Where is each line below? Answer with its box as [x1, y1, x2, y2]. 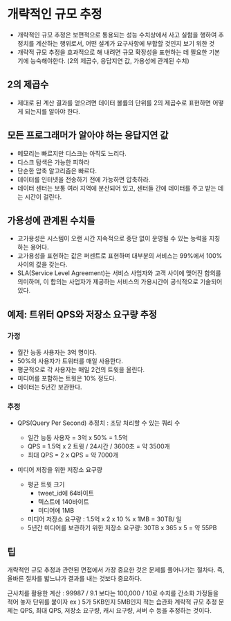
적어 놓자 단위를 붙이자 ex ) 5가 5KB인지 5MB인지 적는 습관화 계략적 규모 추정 [7, 597, 217, 606]
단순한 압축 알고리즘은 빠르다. [17, 166, 98, 175]
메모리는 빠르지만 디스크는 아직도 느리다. [17, 149, 127, 157]
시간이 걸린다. [24, 192, 62, 201]
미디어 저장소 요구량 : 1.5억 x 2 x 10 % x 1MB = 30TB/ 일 [27, 515, 182, 523]
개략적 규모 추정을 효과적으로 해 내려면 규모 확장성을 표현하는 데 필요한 [17, 48, 207, 56]
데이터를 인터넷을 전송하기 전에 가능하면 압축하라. [17, 175, 151, 184]
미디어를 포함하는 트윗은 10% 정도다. [17, 374, 117, 383]
